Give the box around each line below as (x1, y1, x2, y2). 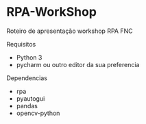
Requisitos (6, 40, 36, 48)
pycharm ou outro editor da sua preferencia (16, 60, 140, 69)
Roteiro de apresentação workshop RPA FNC (6, 27, 133, 35)
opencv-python (16, 109, 60, 117)
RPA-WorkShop (6, 4, 97, 20)
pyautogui (16, 94, 45, 103)
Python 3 (16, 53, 42, 62)
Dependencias (6, 73, 47, 82)
